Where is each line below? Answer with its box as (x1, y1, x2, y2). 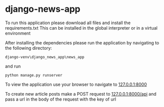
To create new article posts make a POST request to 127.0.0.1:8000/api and (5, 91, 157, 97)
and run (5, 63, 21, 69)
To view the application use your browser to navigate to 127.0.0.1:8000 (5, 81, 147, 87)
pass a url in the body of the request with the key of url (5, 96, 116, 102)
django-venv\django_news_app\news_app (5, 54, 84, 60)
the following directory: (5, 45, 53, 51)
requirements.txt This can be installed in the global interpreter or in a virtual (5, 25, 158, 31)
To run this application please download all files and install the (5, 20, 131, 26)
